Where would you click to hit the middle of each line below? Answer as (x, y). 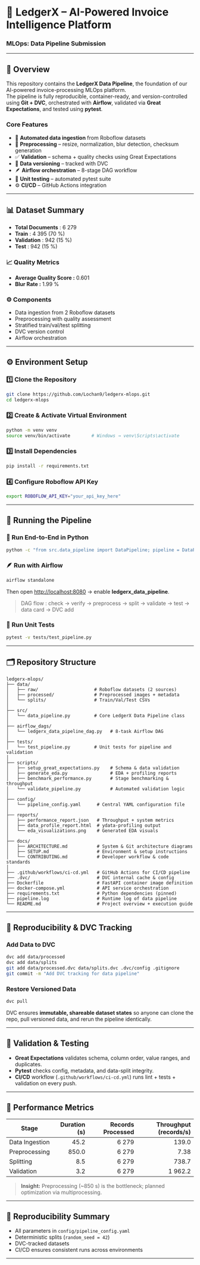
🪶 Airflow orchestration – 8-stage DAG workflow (76, 170)
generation (28, 150)
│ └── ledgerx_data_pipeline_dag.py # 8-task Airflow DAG (85, 731)
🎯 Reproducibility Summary (58, 1216)
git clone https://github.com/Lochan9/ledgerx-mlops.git (78, 394)
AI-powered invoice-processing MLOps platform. (66, 90)
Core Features (27, 125)
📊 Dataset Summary (45, 210)
